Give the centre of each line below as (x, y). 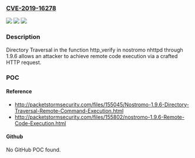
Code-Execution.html (40, 123)
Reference (19, 92)
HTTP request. (24, 62)
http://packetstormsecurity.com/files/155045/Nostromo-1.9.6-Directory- (102, 105)
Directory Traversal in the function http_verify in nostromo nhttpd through (95, 50)
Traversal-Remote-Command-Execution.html (69, 110)
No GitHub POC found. (33, 149)
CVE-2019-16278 (31, 8)
